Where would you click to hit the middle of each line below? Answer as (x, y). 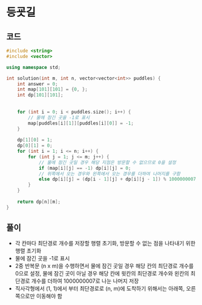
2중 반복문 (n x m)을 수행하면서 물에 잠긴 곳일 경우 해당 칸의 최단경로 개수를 (104, 266)
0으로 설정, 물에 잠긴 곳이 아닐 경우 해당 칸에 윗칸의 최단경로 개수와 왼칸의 (102, 274)
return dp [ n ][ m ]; (39, 202)
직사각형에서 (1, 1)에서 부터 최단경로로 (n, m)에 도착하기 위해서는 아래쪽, (100, 289)
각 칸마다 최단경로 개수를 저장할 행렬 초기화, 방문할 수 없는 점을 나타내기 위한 (105, 243)
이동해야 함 (49, 296)
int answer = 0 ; (38, 84)
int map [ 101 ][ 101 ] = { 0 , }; (52, 89)
